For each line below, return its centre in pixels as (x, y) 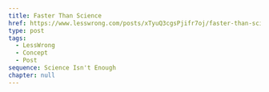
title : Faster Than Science (55, 16)
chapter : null (32, 75)
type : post (26, 30)
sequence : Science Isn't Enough (62, 68)
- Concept (32, 53)
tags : (17, 38)
